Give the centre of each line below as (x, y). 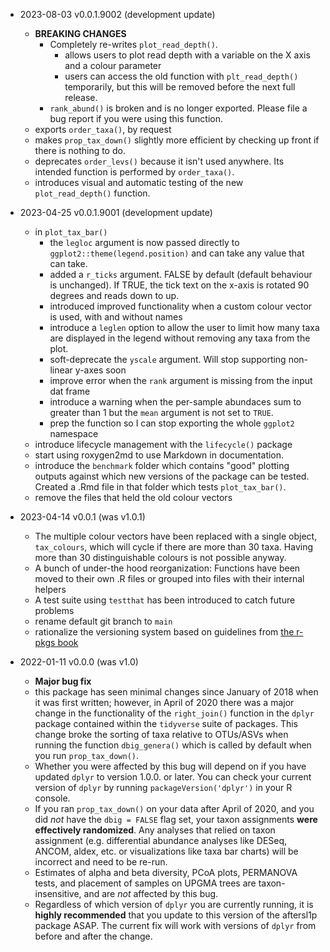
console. (52, 798)
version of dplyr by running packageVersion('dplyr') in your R (163, 787)
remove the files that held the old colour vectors (133, 497)
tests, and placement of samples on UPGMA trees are (145, 883)
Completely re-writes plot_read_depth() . (133, 44)
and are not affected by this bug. (151, 893)
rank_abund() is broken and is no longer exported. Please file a (178, 108)
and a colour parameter (113, 65)
